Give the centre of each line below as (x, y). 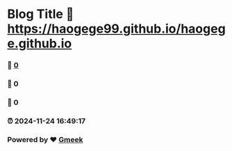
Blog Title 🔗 (41, 14)
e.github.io (40, 44)
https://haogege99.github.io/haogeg (116, 29)
